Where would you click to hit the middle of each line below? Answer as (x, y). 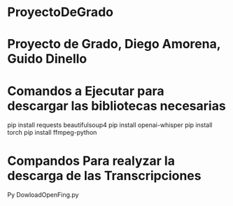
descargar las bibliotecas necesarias (116, 106)
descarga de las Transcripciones (104, 176)
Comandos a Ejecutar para (86, 91)
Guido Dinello (47, 59)
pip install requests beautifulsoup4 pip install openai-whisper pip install (110, 125)
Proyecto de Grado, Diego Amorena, (114, 44)
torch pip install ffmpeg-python (52, 133)
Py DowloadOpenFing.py (43, 195)
